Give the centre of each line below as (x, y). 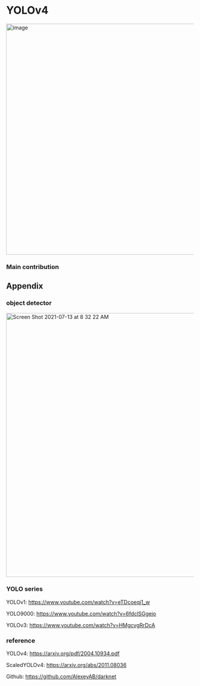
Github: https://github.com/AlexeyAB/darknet (61, 676)
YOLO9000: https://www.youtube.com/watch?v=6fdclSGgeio (81, 613)
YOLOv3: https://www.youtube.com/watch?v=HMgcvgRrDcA (81, 625)
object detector (29, 303)
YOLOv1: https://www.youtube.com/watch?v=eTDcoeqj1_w (78, 602)
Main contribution (33, 267)
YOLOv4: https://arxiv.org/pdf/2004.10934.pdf (63, 654)
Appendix (25, 286)
